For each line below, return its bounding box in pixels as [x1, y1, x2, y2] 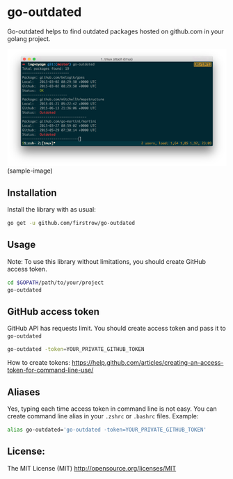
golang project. [7, 34, 51, 42]
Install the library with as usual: [7, 205, 96, 214]
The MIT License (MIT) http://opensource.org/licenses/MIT [7, 464, 177, 472]
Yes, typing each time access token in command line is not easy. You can [7, 405, 217, 413]
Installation [7, 187, 57, 198]
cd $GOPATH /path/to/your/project [7, 279, 104, 286]
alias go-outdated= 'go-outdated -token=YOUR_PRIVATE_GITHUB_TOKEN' [7, 426, 207, 434]
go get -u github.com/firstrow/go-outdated [7, 220, 136, 227]
